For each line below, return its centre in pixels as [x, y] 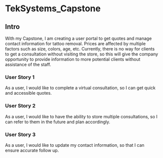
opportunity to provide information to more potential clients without [73, 59]
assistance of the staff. [28, 65]
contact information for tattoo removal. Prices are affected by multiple [75, 44]
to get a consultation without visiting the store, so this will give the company [81, 54]
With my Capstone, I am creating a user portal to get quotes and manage [78, 38]
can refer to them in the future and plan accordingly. [58, 122]
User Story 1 [20, 77]
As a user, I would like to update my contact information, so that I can [75, 145]
